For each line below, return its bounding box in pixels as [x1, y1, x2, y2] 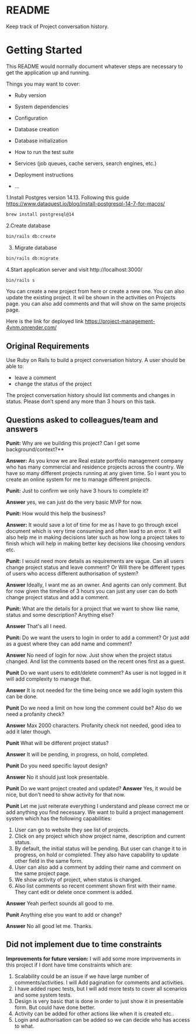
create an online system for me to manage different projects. [6, 476, 152, 483]
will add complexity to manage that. [6, 675, 92, 682]
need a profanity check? [6, 711, 65, 718]
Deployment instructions [14, 171, 74, 178]
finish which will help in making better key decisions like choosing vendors [6, 540, 185, 547]
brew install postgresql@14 [6, 211, 75, 217]
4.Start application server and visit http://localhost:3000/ [6, 266, 143, 273]
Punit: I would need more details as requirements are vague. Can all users [6, 558, 184, 564]
